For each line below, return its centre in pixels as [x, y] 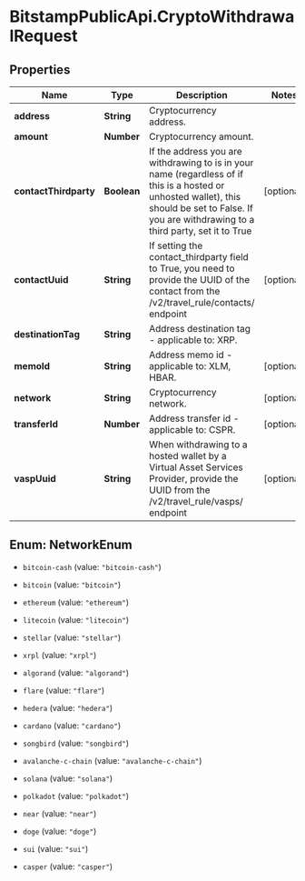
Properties [40, 70]
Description [202, 95]
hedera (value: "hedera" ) [68, 707]
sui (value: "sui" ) [55, 848]
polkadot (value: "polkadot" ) [76, 796]
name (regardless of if [196, 174]
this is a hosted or [187, 185]
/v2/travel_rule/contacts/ [202, 302]
